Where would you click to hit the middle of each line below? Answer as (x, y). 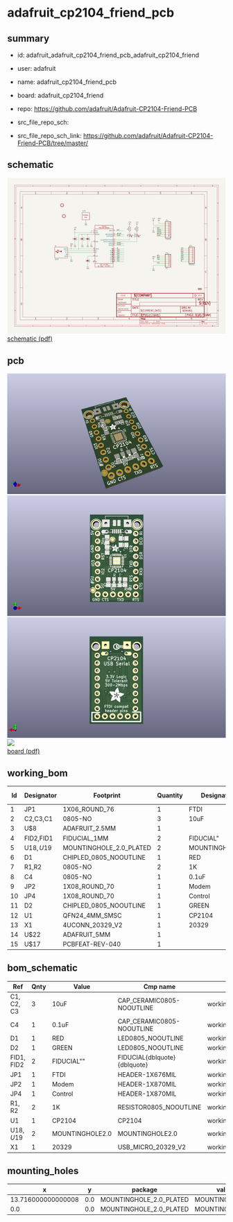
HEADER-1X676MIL (147, 1074)
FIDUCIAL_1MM (86, 838)
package (145, 1189)
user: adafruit (36, 68)
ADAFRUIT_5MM (87, 935)
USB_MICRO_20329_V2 (152, 1147)
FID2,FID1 (38, 838)
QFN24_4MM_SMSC (92, 915)
